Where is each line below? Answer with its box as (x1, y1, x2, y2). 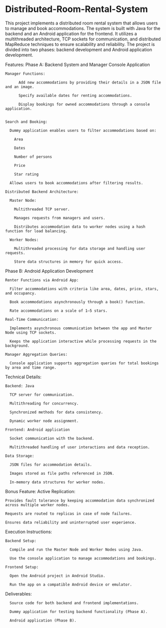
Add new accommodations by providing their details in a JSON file (18, 80, 162, 85)
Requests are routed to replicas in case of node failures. (5, 511, 133, 516)
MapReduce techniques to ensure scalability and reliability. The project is (5, 41, 155, 47)
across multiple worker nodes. (5, 502, 70, 508)
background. (5, 343, 30, 348)
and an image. (5, 84, 35, 89)
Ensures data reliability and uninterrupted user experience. (5, 520, 137, 525)
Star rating (14, 171, 39, 177)
